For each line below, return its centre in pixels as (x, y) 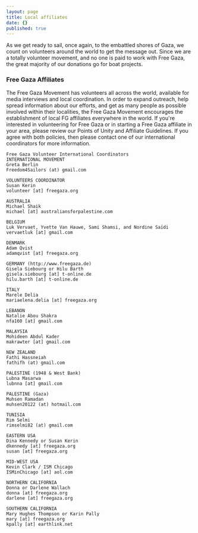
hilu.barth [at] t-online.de (42, 279)
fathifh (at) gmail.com (36, 363)
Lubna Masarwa (24, 378)
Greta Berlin (22, 164)
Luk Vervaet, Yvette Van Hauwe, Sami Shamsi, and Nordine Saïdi (87, 227)
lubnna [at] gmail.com (34, 384)
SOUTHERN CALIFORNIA (32, 509)
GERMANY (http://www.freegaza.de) (49, 264)
